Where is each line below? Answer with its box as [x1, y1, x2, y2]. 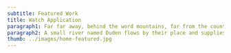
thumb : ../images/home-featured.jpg [7, 36, 112, 43]
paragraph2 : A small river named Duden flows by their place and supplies [7, 29, 226, 36]
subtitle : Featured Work [7, 10, 78, 17]
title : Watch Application [7, 17, 81, 23]
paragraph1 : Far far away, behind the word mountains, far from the [7, 23, 208, 30]
